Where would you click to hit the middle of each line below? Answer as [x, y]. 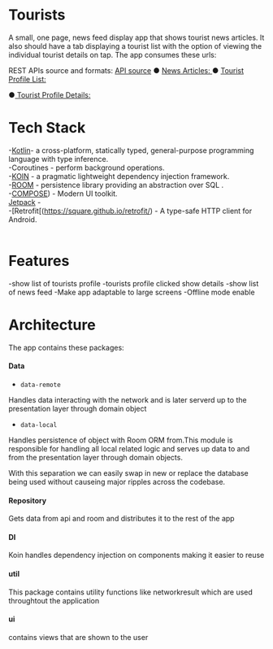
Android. [23, 219]
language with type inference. [58, 159]
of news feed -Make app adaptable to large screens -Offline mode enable [132, 292]
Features [39, 261]
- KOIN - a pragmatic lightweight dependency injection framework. [119, 176]
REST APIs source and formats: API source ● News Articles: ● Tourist [126, 70]
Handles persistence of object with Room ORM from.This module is [121, 440]
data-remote [40, 385]
